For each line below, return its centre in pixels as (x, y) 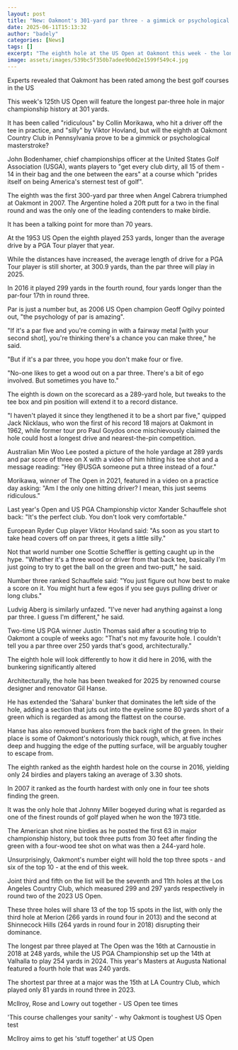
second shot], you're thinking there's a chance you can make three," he (112, 338)
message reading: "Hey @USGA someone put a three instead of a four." (112, 467)
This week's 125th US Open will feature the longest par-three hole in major (116, 101)
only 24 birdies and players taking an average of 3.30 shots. (95, 774)
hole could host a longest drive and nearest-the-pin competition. (102, 438)
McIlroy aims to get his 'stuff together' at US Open (81, 1038)
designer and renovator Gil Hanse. (57, 688)
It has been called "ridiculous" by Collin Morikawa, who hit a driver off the (115, 123)
